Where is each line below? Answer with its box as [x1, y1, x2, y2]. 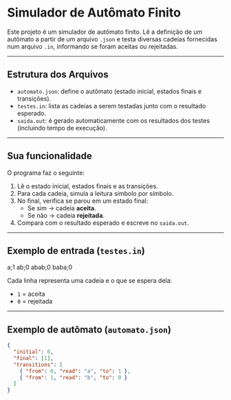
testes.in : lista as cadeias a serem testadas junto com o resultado [16, 101, 206, 110]
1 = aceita [16, 290, 46, 298]
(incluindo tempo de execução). [16, 123, 108, 132]
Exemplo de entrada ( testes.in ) [7, 245, 146, 257]
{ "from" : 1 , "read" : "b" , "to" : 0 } [19, 374, 128, 381]
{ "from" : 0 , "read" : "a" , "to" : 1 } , [19, 368, 131, 374]
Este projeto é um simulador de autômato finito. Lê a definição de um [7, 28, 203, 36]
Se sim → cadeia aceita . [27, 203, 96, 212]
